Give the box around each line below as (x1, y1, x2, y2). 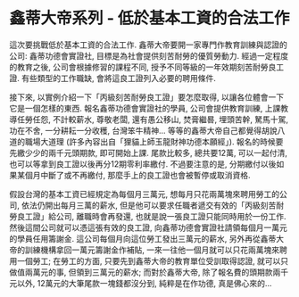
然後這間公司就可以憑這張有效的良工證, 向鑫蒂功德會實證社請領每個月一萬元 (9, 222, 287, 233)
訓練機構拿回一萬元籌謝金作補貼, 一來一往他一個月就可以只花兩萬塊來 (24, 244, 279, 255)
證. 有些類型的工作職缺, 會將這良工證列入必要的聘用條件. (9, 72, 216, 83)
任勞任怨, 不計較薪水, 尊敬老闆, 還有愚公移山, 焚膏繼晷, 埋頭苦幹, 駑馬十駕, (16, 113, 288, 125)
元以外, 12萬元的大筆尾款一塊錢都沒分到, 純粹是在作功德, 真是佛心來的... (9, 277, 272, 288)
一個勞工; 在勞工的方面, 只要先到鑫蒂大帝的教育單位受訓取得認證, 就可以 (16, 255, 281, 266)
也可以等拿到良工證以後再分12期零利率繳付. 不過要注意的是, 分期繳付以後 (9, 158, 277, 169)
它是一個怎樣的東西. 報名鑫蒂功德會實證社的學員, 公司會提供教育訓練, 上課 (9, 103, 281, 113)
